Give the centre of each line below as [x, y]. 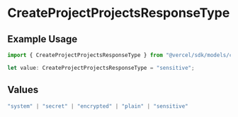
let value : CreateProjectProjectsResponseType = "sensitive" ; [101, 68]
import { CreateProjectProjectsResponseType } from [85, 55]
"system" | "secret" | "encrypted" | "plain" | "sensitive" [98, 106]
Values [23, 90]
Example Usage [42, 39]
